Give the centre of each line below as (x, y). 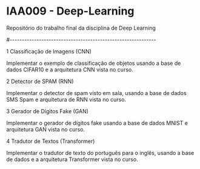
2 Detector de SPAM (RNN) (40, 81)
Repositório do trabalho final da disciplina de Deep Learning (81, 28)
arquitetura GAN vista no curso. (46, 129)
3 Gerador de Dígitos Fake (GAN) (48, 111)
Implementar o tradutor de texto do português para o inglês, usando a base (100, 153)
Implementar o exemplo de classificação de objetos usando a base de (94, 63)
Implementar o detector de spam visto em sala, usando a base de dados (96, 93)
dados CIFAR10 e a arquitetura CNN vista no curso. (70, 69)
